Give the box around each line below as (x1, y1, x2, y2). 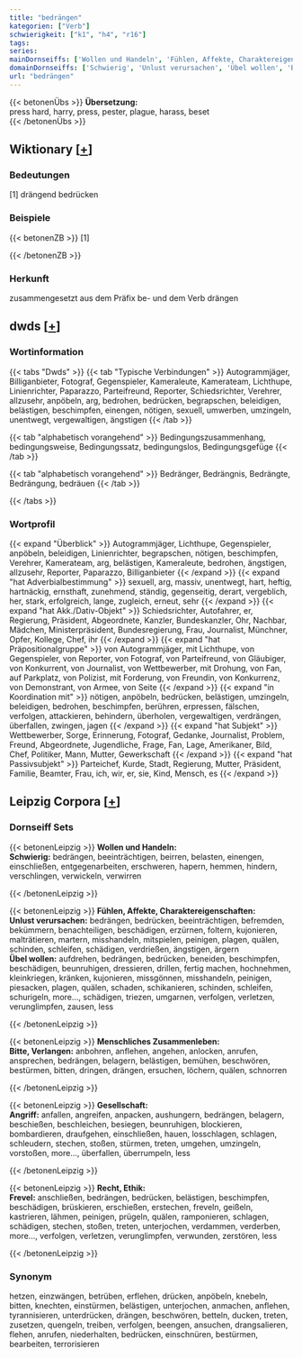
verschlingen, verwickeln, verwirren (9, 870, 142, 881)
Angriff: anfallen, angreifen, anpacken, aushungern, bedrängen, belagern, (9, 1109, 285, 1120)
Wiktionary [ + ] (9, 141, 93, 158)
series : (9, 47, 39, 56)
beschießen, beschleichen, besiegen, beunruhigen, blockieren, (9, 1118, 243, 1129)
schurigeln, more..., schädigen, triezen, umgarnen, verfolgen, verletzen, (9, 991, 276, 1002)
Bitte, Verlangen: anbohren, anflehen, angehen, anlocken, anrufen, (9, 1045, 259, 1056)
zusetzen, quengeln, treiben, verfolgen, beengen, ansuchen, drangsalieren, (9, 1319, 289, 1330)
